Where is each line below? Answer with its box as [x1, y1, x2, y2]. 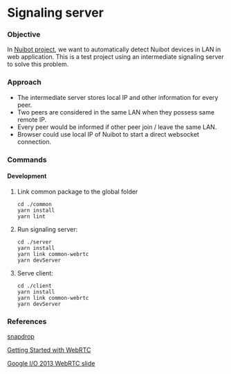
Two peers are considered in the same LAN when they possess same [17, 108, 215, 116]
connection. [17, 137, 52, 146]
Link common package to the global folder [17, 187, 138, 196]
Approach [7, 78, 41, 87]
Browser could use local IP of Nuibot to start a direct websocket [17, 130, 199, 138]
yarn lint [17, 213, 46, 220]
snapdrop [7, 332, 35, 341]
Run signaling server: [17, 225, 78, 233]
